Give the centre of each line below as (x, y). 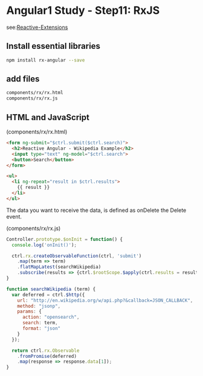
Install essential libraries (53, 46)
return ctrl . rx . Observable (46, 351)
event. (14, 216)
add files (23, 79)
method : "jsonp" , (39, 306)
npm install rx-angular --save (46, 60)
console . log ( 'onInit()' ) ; (44, 245)
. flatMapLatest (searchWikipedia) (59, 267)
